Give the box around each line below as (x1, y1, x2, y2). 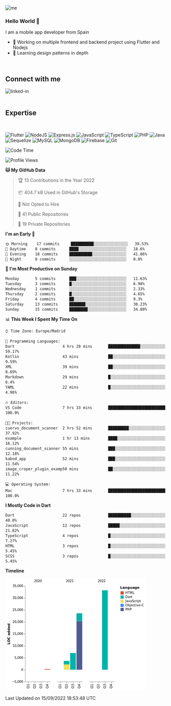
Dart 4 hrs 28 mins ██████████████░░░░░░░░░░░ (5, 344, 166, 349)
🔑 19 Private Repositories (17, 221, 70, 227)
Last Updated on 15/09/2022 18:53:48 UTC (5, 695, 96, 701)
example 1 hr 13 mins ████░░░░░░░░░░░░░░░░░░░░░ (5, 436, 166, 441)
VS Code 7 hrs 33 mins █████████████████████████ (5, 405, 166, 410)
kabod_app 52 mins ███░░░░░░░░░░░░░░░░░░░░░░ (5, 456, 166, 461)
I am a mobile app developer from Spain (5, 29, 89, 35)
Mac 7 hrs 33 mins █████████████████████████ (5, 488, 166, 493)
